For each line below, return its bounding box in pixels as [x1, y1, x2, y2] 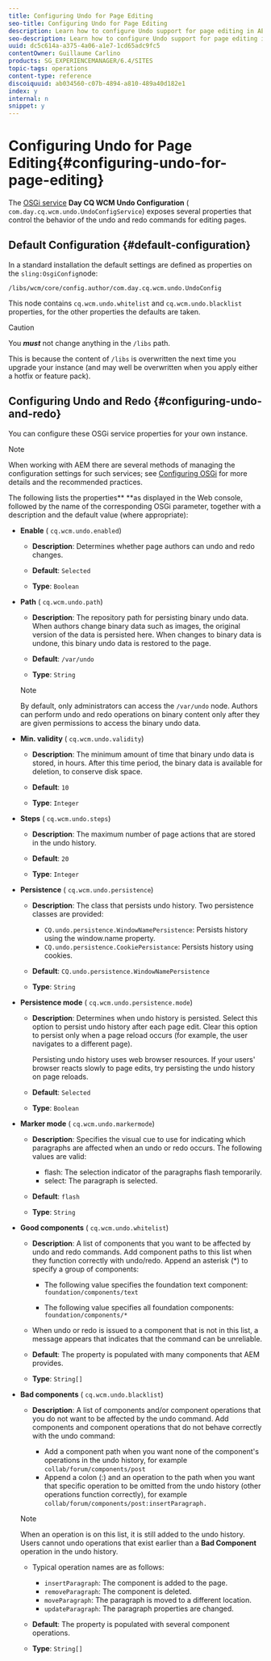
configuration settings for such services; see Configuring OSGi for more [8, 468, 248, 478]
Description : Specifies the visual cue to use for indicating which [31, 1134, 246, 1144]
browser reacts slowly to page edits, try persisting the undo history [31, 1063, 256, 1073]
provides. [31, 1358, 64, 1368]
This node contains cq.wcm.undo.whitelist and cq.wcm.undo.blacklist [8, 298, 242, 308]
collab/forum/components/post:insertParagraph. [44, 1499, 207, 1507]
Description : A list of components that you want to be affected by [31, 1238, 252, 1248]
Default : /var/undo [31, 654, 94, 664]
